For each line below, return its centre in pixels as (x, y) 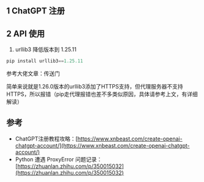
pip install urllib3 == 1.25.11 (45, 61)
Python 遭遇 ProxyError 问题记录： (59, 159)
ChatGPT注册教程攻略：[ (46, 139)
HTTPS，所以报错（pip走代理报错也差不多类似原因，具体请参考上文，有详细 (102, 94)
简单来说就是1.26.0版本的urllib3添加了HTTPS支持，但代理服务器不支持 (95, 87)
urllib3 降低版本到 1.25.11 (46, 49)
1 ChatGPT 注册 (36, 11)
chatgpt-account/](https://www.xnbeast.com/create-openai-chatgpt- (102, 145)
